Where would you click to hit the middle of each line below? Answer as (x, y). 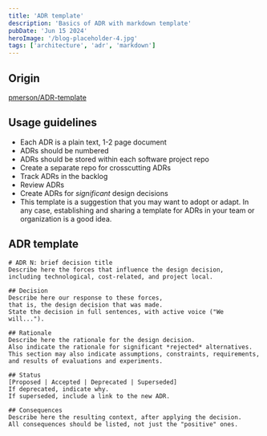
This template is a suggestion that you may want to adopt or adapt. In (134, 202)
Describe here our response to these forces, (85, 298)
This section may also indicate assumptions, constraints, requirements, (134, 354)
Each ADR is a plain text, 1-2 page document (93, 142)
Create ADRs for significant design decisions (94, 193)
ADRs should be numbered (65, 150)
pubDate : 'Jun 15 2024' (48, 31)
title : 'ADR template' (46, 16)
